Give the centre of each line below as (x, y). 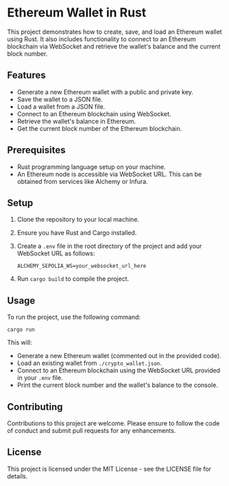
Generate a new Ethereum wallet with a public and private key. (105, 92)
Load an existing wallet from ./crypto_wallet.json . (89, 363)
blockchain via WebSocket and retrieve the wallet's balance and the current (114, 46)
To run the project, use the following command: (74, 317)
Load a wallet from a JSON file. (61, 106)
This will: (20, 343)
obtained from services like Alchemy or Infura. (83, 181)
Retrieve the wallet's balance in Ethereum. (76, 121)
